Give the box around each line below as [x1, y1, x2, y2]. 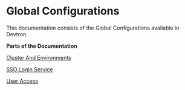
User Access [6, 77, 38, 85]
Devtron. [6, 30, 28, 37]
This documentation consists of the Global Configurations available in [6, 24, 180, 31]
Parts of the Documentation [6, 42, 77, 50]
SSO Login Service [6, 65, 53, 73]
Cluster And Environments [6, 54, 71, 61]
